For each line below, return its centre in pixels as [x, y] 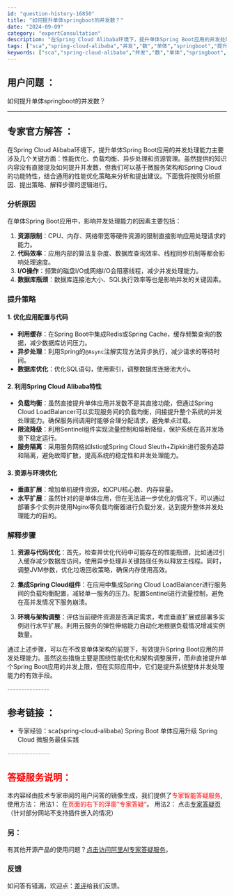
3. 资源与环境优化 [32, 473]
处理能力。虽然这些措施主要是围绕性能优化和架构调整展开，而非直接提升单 [120, 658]
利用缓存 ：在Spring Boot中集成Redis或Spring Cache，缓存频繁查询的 [117, 334]
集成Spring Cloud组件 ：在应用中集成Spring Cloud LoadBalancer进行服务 [122, 585]
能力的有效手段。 [32, 675]
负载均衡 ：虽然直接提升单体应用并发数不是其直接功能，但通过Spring [115, 403]
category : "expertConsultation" [54, 33]
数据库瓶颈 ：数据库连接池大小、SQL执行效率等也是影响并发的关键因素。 [121, 279]
